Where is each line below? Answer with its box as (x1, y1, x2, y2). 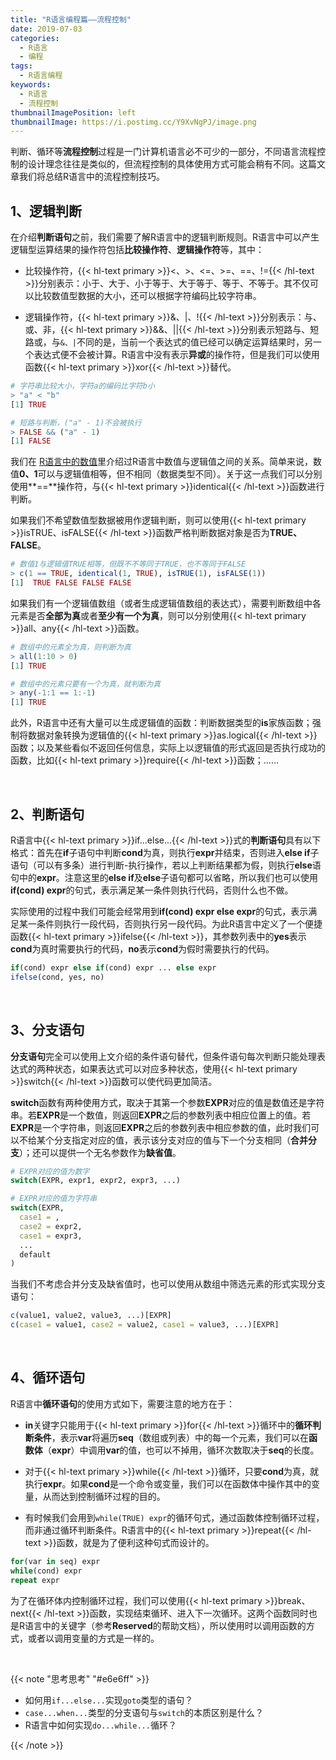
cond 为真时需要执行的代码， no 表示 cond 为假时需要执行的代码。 (10, 943, 275, 955)
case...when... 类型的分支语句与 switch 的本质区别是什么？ (24, 1706, 264, 1718)
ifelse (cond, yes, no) (10, 972, 105, 982)
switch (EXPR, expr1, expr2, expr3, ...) (10, 1176, 182, 1186)
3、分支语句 (10, 1022, 85, 1039)
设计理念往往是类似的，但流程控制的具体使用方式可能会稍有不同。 (27, 158, 300, 170)
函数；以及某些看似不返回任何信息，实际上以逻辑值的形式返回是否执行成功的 (10, 742, 326, 754)
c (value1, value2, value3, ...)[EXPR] (10, 1311, 172, 1321)
